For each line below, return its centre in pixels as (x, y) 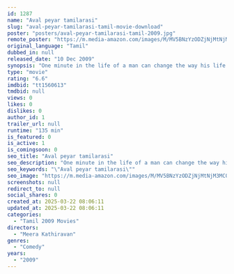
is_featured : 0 (29, 137)
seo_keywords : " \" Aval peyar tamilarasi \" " (71, 169)
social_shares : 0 (32, 195)
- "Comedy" (29, 247)
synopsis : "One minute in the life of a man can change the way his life (117, 66)
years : (17, 254)
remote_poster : (29, 40)
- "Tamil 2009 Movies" (46, 221)
